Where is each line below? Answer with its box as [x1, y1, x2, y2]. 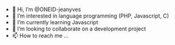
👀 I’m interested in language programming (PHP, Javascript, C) [12, 12, 169, 19]
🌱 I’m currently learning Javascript [12, 19, 98, 26]
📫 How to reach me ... [12, 32, 69, 39]
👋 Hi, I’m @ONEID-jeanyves [12, 6, 81, 13]
